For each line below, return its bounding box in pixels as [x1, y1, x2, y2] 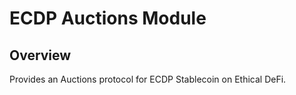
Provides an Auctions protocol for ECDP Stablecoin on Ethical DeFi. [9, 73, 287, 85]
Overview [9, 47, 72, 64]
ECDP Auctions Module [9, 7, 207, 30]
